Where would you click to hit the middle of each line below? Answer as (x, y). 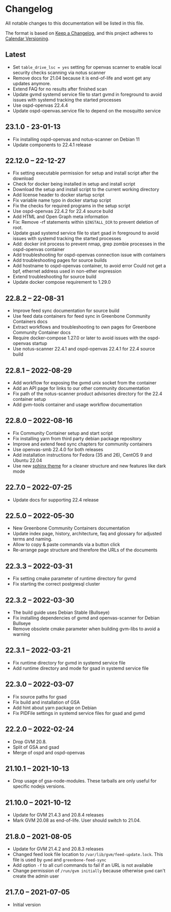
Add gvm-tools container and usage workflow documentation (77, 404)
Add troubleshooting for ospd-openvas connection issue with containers (89, 255)
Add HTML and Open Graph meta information (60, 217)
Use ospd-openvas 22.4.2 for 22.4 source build (63, 211)
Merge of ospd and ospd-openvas (49, 752)
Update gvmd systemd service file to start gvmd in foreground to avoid (87, 94)
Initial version (27, 904)
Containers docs (30, 322)
